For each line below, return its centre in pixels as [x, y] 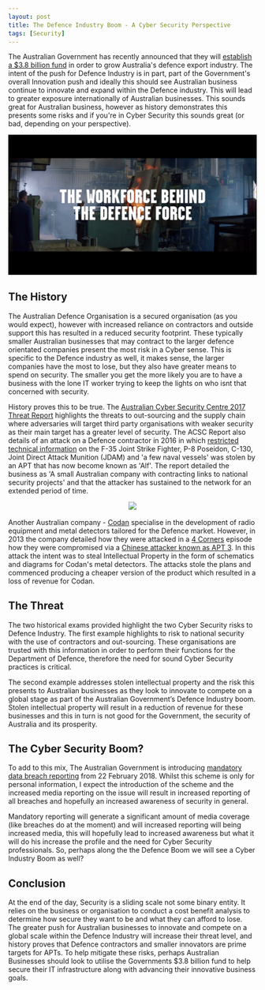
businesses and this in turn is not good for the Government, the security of [129, 715]
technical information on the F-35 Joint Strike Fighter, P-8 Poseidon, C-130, [131, 448]
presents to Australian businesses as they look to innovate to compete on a [130, 690]
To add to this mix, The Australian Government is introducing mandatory [125, 768]
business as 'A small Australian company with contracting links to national [128, 474]
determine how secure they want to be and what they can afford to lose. [125, 919]
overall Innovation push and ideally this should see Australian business [123, 82]
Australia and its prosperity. [53, 724]
